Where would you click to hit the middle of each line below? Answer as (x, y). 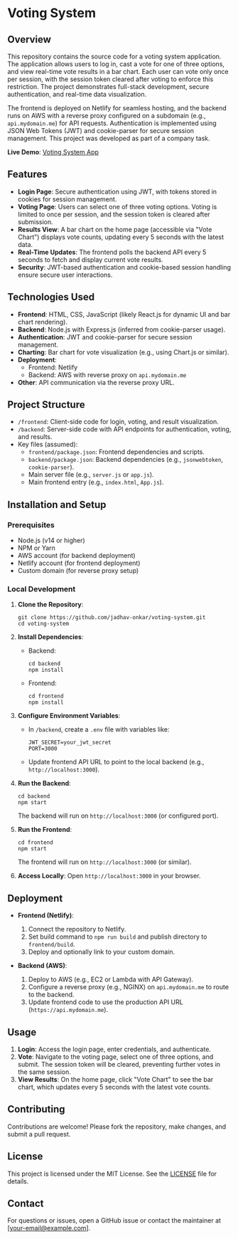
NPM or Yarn (36, 548)
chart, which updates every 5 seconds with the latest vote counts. (114, 1087)
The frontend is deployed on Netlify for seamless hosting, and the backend (117, 108)
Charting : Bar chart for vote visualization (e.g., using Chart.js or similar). (123, 352)
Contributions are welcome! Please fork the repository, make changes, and (117, 1127)
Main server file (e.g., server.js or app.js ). (91, 475)
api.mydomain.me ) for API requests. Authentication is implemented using (112, 123)
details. (18, 1181)
